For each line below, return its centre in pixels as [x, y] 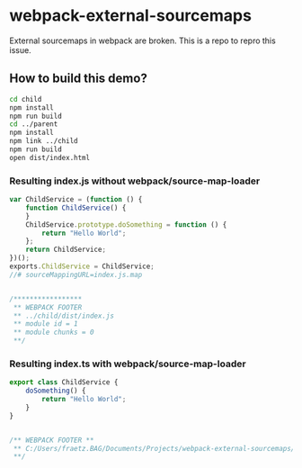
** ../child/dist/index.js [64, 316]
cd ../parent [34, 124]
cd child [26, 99]
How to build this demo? [79, 79]
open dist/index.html [50, 157]
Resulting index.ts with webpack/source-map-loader [128, 364]
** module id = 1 [45, 324]
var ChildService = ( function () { [76, 200]
